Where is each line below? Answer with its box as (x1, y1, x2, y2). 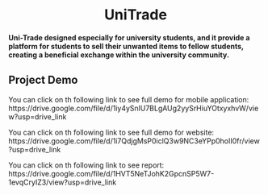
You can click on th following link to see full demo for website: (8, 127, 215, 137)
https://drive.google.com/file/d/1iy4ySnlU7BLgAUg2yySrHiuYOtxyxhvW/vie (8, 103, 259, 113)
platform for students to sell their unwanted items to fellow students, (8, 41, 244, 51)
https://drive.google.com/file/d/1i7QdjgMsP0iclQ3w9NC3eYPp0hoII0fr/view (8, 135, 260, 146)
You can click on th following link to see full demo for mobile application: (8, 94, 249, 104)
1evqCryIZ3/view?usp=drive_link (8, 177, 117, 187)
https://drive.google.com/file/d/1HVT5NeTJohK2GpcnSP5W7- (8, 168, 215, 178)
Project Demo (8, 73, 78, 87)
